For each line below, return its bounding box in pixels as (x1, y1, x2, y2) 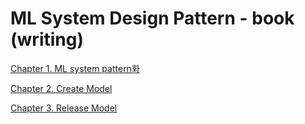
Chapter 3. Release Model (10, 102, 118, 114)
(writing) (10, 28, 84, 51)
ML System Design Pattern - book (10, 7, 295, 30)
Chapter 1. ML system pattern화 (10, 62, 140, 74)
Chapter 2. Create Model (10, 82, 113, 94)
